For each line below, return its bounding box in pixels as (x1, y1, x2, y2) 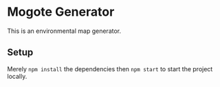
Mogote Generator (7, 4, 115, 20)
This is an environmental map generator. (7, 27, 122, 35)
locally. (7, 72, 27, 80)
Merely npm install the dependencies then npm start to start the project (7, 64, 213, 73)
